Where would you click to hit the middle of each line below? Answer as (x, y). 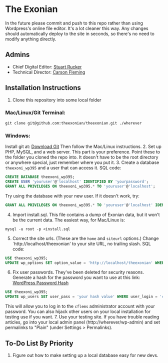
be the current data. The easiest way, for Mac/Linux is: (69, 220)
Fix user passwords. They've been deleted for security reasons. (78, 272)
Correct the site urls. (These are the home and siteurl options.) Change (85, 238)
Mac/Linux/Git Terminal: (35, 112)
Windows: (18, 135)
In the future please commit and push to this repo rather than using (74, 23)
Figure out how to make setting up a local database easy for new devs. (85, 355)
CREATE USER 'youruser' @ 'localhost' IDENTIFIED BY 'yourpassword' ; (77, 182)
